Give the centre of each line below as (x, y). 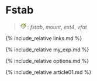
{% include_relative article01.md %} (49, 72)
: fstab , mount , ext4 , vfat (57, 27)
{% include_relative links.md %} (44, 38)
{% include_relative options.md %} (47, 61)
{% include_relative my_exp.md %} (47, 50)
